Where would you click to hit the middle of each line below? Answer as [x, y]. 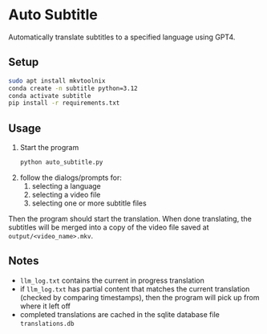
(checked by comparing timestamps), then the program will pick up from [140, 297]
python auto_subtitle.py [61, 162]
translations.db [47, 324]
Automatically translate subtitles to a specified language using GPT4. [122, 37]
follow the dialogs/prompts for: [71, 177]
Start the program [49, 148]
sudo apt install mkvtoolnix [57, 81]
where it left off [45, 306]
